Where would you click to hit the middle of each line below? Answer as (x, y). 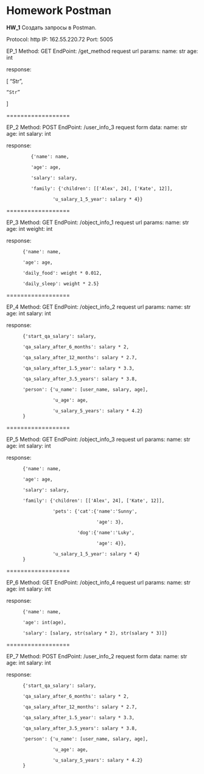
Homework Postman (59, 11)
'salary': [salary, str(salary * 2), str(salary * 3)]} (95, 633)
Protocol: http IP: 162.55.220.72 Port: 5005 (60, 39)
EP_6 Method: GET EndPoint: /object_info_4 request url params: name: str (98, 582)
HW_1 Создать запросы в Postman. (51, 27)
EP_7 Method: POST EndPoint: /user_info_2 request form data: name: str (97, 656)
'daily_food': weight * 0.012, (62, 273)
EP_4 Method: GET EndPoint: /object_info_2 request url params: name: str (99, 307)
